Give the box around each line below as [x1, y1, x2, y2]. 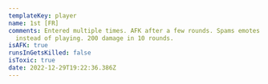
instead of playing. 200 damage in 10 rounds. [15, 34, 174, 42]
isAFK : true [8, 42, 48, 50]
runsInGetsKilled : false [8, 49, 91, 57]
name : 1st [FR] [8, 19, 59, 27]
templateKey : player [8, 11, 78, 20]
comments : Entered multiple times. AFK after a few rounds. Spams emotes [8, 26, 261, 34]
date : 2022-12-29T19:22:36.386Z [8, 64, 116, 72]
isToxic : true [8, 57, 56, 65]
